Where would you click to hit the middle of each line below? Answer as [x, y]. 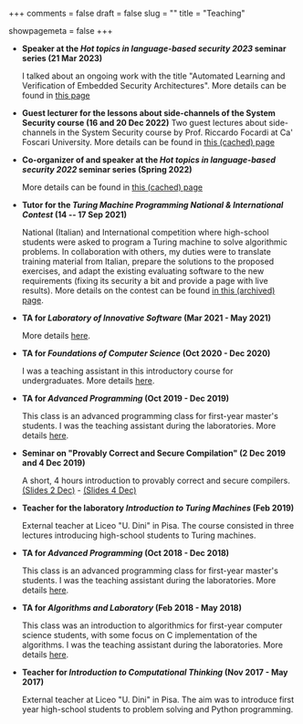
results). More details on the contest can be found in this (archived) [148, 290]
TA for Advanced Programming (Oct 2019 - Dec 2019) [125, 398]
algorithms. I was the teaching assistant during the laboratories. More [152, 645]
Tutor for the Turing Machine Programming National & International [152, 205]
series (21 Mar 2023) [62, 58]
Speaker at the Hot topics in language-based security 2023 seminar [154, 48]
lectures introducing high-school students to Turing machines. [139, 535]
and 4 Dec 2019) [53, 463]
